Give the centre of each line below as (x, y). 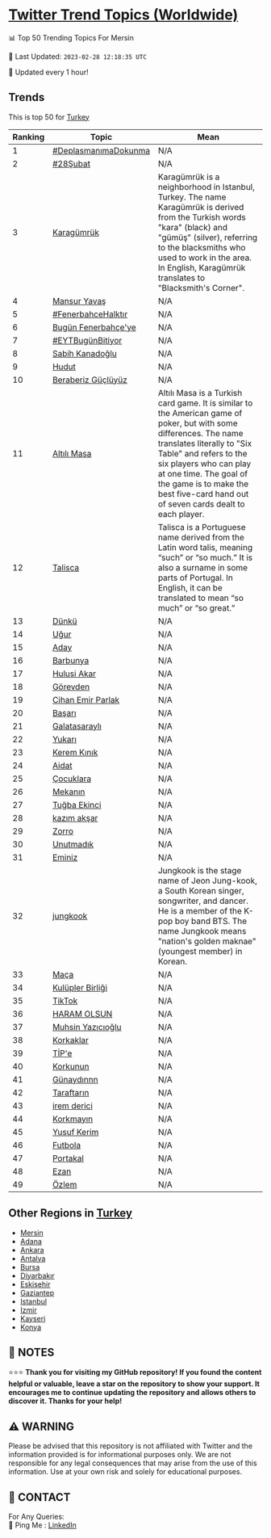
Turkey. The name (192, 197)
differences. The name (200, 433)
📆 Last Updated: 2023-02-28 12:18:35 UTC (78, 56)
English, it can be (190, 587)
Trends (27, 97)
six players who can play (204, 464)
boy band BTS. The (211, 921)
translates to (181, 278)
